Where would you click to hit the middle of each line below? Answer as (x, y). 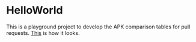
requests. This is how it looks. (43, 33)
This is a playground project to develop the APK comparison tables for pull (98, 27)
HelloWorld (35, 10)
